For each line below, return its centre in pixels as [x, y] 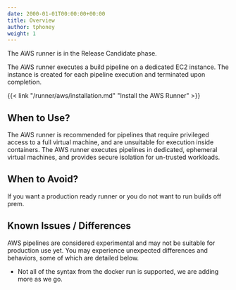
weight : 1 [22, 33]
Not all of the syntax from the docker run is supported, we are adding [118, 271]
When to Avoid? [43, 179]
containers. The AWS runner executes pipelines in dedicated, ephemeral [112, 150]
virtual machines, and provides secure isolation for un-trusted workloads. [114, 157]
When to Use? [39, 118]
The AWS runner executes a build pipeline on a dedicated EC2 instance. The [118, 67]
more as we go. [40, 279]
